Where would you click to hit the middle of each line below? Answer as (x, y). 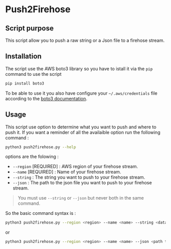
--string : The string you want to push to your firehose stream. (79, 177)
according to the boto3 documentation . (46, 98)
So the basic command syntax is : (41, 213)
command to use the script (34, 74)
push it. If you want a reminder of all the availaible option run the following (83, 132)
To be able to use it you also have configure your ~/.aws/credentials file (81, 93)
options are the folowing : (32, 157)
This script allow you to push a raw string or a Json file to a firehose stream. (85, 40)
